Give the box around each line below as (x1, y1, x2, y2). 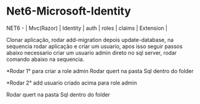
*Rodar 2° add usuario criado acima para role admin (6, 79, 138, 86)
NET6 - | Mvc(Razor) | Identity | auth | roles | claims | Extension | (6, 24, 168, 32)
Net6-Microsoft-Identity (6, 4, 132, 18)
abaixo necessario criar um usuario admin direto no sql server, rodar (6, 49, 177, 56)
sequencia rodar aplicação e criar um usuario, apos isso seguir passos (6, 43, 183, 50)
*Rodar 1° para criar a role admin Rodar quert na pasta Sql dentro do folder (6, 67, 194, 74)
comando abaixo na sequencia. (6, 55, 85, 63)
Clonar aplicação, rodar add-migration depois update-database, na (6, 36, 174, 43)
